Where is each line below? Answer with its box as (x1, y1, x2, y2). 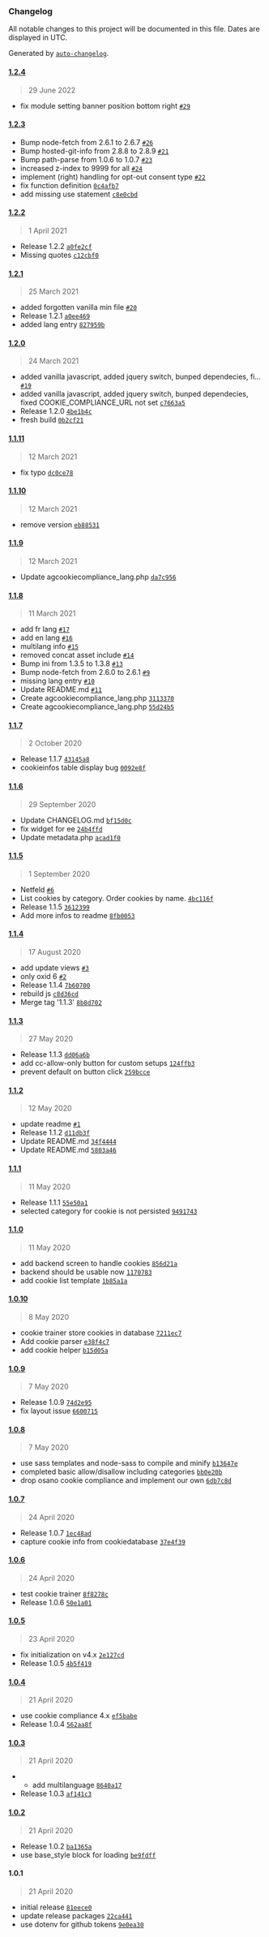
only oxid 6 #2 (19, 971, 67, 981)
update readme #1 (19, 1119, 81, 1129)
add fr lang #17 (19, 625, 70, 634)
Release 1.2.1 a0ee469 (19, 311, 91, 321)
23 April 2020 (28, 1634, 75, 1643)
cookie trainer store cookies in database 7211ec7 (19, 1328, 182, 1338)
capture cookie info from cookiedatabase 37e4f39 (19, 1536, 186, 1546)
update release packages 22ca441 (19, 1910, 133, 1920)
